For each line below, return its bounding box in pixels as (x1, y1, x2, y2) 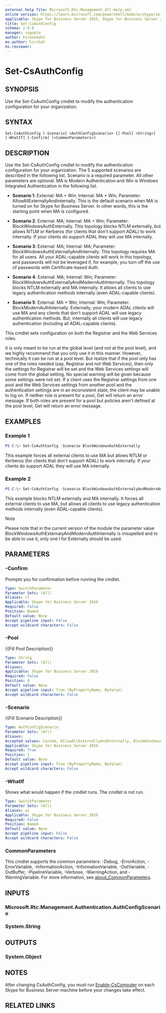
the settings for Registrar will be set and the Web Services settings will (5, 366, 149, 372)
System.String (5, 923, 41, 930)
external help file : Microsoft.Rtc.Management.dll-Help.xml (5, 7, 132, 12)
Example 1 (5, 432, 30, 439)
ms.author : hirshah (5, 40, 45, 45)
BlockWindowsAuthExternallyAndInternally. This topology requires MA (12, 249, 156, 255)
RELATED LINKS (5, 1001, 55, 1010)
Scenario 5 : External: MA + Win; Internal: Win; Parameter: (12, 299, 130, 305)
